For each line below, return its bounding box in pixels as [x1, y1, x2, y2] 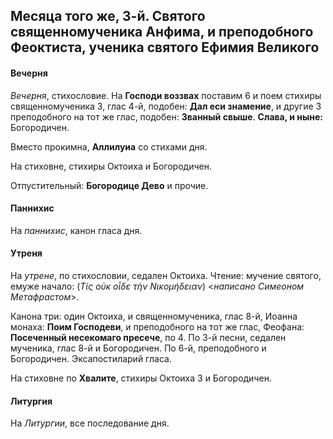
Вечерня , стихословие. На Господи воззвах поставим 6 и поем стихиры [10, 89, 322, 101]
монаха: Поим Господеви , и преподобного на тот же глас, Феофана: [10, 321, 305, 333]
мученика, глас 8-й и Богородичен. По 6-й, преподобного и [10, 342, 267, 354]
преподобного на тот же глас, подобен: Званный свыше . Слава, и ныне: [10, 110, 324, 123]
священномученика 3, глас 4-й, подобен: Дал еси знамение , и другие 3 [10, 100, 322, 112]
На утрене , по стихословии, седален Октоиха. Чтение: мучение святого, [10, 270, 322, 281]
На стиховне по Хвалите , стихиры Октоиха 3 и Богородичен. [10, 372, 272, 384]
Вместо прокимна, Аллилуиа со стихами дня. [10, 140, 208, 153]
